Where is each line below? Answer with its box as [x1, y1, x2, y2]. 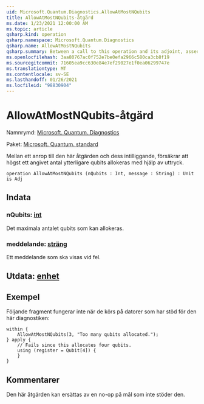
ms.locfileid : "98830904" [6, 83, 72, 89]
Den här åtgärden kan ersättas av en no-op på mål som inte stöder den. [6, 391, 185, 398]
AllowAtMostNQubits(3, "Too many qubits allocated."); [17, 332, 159, 338]
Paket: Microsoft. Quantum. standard [6, 141, 98, 148]
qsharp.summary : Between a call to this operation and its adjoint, [6, 49, 183, 55]
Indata [6, 192, 32, 203]
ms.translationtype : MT [6, 65, 67, 72]
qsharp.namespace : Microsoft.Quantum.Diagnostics [6, 37, 135, 43]
